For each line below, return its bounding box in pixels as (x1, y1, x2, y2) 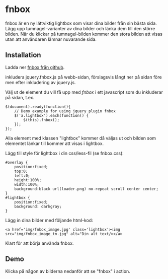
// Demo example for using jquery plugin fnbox (14, 108, 116, 114)
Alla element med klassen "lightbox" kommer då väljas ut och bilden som (5, 135, 156, 141)
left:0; (14, 173, 30, 178)
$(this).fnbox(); (23, 117, 59, 122)
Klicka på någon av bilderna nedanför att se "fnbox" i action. (5, 268, 131, 274)
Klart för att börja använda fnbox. (5, 240, 74, 246)
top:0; (14, 169, 28, 174)
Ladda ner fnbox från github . (5, 64, 65, 70)
